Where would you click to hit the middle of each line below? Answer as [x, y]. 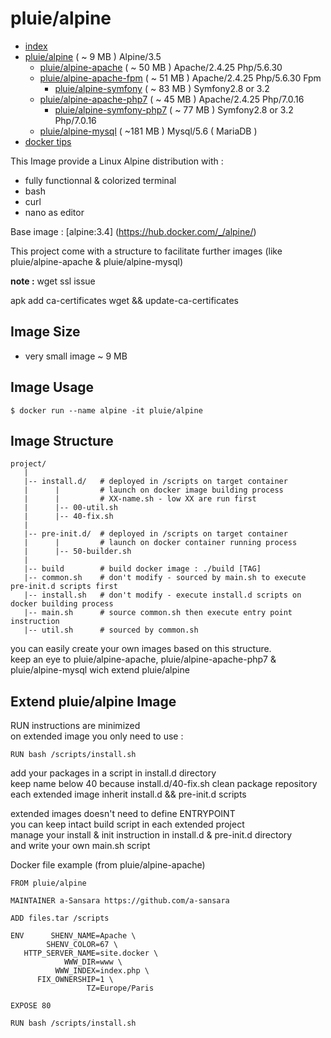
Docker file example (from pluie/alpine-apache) [108, 865]
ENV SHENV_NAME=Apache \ [73, 936]
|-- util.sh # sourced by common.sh [111, 630]
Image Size [45, 332]
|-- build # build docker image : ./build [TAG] [142, 569]
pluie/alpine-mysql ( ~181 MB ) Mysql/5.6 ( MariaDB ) [148, 131]
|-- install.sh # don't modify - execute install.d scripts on [162, 595]
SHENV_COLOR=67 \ [82, 945]
